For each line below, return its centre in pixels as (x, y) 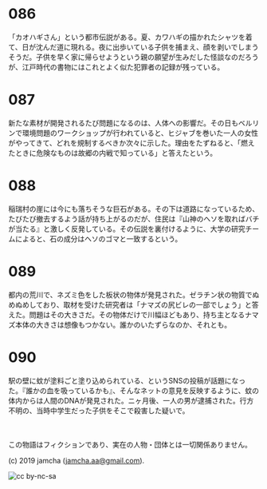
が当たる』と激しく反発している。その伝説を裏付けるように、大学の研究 (127, 229)
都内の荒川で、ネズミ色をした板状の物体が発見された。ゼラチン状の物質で (130, 294)
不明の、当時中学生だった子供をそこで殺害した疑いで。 (99, 410)
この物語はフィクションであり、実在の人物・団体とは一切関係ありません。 (130, 444)
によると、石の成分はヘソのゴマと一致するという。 (98, 239)
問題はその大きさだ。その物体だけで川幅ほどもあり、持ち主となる (137, 314)
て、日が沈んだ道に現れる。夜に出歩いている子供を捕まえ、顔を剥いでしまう (133, 47)
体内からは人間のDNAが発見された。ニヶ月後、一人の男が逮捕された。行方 (131, 400)
